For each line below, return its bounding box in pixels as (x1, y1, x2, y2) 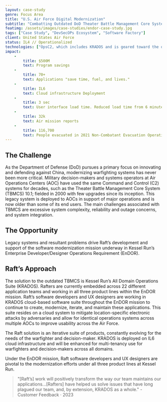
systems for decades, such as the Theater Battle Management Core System (5, 186, 161, 192)
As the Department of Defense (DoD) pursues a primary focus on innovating (5, 164, 162, 170)
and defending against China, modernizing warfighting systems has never (5, 170, 157, 176)
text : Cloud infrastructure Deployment (23, 91, 106, 96)
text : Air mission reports (23, 118, 79, 124)
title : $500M (23, 58, 50, 63)
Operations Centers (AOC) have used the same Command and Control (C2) (5, 180, 159, 186)
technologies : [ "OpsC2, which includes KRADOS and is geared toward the (5, 44, 159, 49)
